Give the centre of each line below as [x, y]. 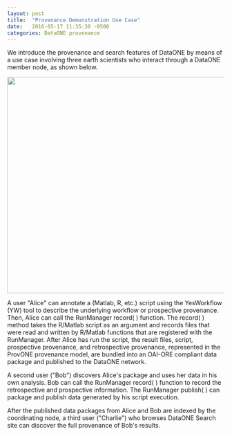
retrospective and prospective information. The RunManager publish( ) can [114, 390]
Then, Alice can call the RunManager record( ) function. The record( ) [106, 318]
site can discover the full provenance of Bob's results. [84, 426]
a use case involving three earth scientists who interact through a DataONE [114, 60]
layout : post [26, 13]
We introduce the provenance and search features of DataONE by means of [115, 53]
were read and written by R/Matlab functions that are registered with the [110, 332]
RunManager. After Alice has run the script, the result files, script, [100, 340]
